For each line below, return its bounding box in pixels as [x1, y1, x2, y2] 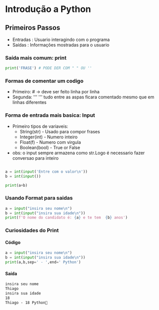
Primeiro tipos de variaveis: [12, 123, 69, 129]
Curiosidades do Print [5, 227, 59, 234]
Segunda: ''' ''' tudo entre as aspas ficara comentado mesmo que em [12, 94, 155, 100]
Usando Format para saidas [5, 195, 73, 202]
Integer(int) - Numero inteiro [19, 134, 78, 140]
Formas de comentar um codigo [5, 77, 83, 84]
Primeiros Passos [5, 23, 61, 32]
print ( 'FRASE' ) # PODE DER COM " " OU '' [5, 66, 92, 71]
